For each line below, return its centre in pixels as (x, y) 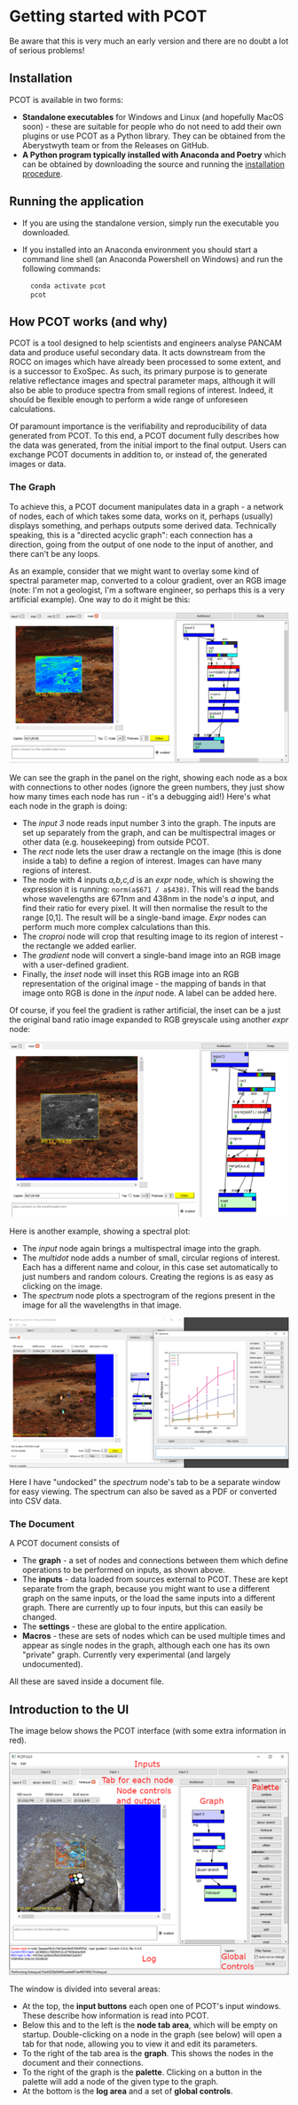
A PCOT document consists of (64, 1544)
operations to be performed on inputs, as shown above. (124, 1570)
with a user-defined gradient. (75, 965)
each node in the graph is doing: (68, 806)
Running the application (77, 202)
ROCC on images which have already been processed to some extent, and (145, 362)
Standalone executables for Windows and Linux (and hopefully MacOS (153, 116)
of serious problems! (47, 50)
